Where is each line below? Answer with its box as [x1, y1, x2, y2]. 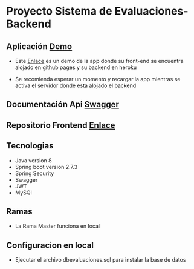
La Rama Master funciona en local [15, 222, 100, 230]
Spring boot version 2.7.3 [15, 163, 78, 170]
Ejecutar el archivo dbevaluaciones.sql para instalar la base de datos [15, 256, 186, 264]
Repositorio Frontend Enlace [6, 120, 115, 130]
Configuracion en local [6, 240, 94, 250]
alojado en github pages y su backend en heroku [15, 64, 137, 71]
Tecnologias [6, 141, 54, 151]
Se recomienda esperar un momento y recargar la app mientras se [15, 76, 181, 82]
